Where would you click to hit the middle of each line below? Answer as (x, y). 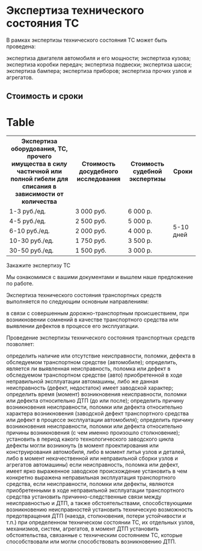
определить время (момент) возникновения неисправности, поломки (96, 394)
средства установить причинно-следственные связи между (84, 497)
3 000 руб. (91, 212)
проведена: (21, 46)
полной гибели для (39, 179)
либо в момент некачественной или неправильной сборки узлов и (92, 458)
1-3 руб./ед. (28, 212)
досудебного (99, 171)
